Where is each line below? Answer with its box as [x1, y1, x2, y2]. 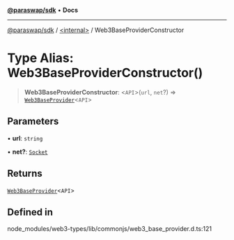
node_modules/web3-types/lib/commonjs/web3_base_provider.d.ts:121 [7, 225, 212, 233]
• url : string [7, 134, 43, 142]
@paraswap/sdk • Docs [7, 6, 79, 14]
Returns [7, 168, 43, 179]
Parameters [7, 115, 59, 127]
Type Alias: [7, 50, 75, 66]
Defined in [7, 206, 54, 218]
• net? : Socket [7, 147, 48, 156]
